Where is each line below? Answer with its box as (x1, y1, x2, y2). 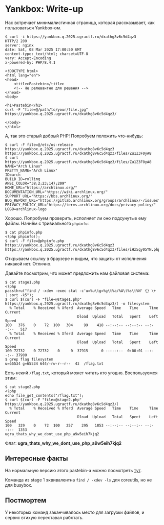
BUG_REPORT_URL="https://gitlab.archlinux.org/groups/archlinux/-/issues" (5, 198, 161, 203)
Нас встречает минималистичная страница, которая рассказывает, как (5, 20, 155, 25)
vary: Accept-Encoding (5, 55, 51, 61)
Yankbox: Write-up (5, 3, 84, 15)
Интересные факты (5, 454, 68, 463)
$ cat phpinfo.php (5, 230, 42, 235)
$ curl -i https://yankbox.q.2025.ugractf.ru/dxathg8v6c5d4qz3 (5, 34, 137, 39)
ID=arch (5, 172, 21, 177)
